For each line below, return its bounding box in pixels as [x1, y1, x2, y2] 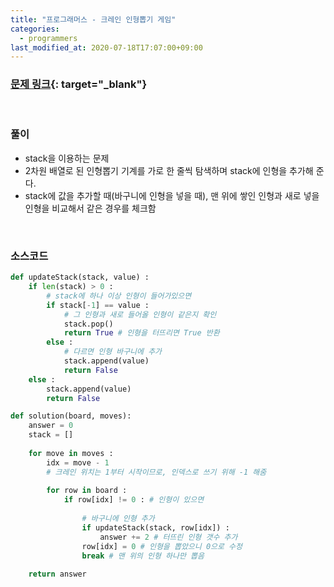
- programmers [19, 33, 78, 43]
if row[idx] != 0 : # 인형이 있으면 [63, 495, 205, 505]
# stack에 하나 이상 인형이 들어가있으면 [46, 291, 192, 301]
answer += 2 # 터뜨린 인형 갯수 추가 [99, 532, 238, 542]
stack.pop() [63, 319, 114, 329]
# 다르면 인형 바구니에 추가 [63, 347, 163, 357]
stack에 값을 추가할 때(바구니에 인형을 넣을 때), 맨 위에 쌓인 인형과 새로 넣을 [24, 189, 320, 201]
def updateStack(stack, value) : [10, 272, 150, 283]
